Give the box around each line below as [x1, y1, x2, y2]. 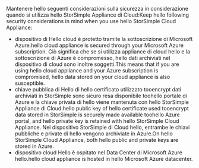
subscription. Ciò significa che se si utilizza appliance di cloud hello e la [14, 48, 191, 55]
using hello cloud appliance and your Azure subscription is [14, 67, 159, 74]
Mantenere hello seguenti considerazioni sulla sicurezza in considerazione [6, 5, 189, 12]
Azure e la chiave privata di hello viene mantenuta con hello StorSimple [14, 99, 189, 106]
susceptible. [14, 80, 45, 87]
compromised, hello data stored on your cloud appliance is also [14, 74, 170, 80]
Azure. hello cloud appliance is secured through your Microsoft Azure [14, 42, 184, 49]
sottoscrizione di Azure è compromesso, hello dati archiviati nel [14, 55, 170, 61]
